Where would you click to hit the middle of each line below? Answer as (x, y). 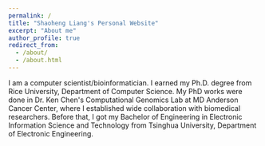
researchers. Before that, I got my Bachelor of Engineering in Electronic (125, 116)
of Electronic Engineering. (51, 133)
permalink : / (30, 16)
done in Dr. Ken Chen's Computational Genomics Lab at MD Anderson (123, 100)
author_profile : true (44, 38)
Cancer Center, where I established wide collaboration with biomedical (125, 108)
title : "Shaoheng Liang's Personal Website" (83, 23)
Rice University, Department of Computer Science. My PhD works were (126, 91)
